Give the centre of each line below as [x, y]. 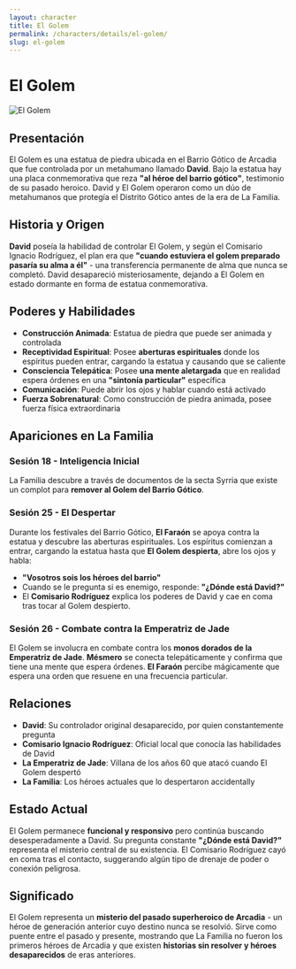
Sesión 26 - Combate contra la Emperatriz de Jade [119, 628]
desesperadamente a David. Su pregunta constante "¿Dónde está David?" [146, 840]
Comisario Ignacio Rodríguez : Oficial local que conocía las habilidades [152, 743]
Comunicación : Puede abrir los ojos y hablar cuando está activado [144, 389]
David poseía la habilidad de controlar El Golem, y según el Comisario [136, 246]
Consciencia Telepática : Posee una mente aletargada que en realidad [151, 370]
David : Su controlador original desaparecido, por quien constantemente [153, 725]
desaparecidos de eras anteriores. [73, 955]
